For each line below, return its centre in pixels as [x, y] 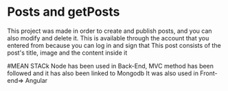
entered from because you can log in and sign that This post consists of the [114, 45]
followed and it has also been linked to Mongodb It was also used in [103, 73]
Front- [209, 73]
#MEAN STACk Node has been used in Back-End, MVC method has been [111, 66]
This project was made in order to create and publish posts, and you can [110, 31]
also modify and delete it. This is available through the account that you [108, 38]
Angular [36, 80]
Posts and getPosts [64, 12]
